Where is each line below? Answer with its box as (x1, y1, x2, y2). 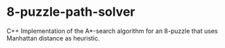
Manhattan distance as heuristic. (6, 34, 100, 42)
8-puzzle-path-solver (6, 4, 135, 20)
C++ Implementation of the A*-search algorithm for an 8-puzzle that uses (6, 27, 218, 35)
